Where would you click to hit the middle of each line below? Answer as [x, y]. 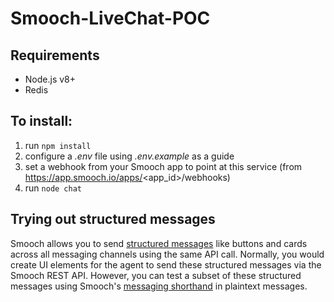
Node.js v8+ [50, 79]
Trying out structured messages [113, 219]
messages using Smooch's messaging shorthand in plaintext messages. [159, 286]
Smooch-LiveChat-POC [110, 18]
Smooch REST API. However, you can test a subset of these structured [156, 275]
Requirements [55, 55]
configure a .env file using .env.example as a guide [129, 156]
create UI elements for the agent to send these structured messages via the [166, 264]
